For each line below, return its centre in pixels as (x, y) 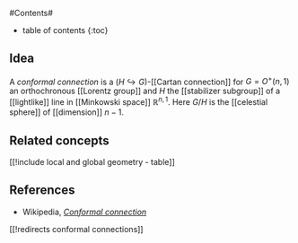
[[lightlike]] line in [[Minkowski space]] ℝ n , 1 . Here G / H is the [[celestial (139, 101)
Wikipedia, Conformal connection (84, 212)
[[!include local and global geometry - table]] (92, 161)
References (42, 191)
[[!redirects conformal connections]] (76, 229)
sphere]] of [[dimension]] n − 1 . (66, 112)
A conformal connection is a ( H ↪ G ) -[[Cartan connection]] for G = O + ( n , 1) (149, 81)
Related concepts (59, 140)
